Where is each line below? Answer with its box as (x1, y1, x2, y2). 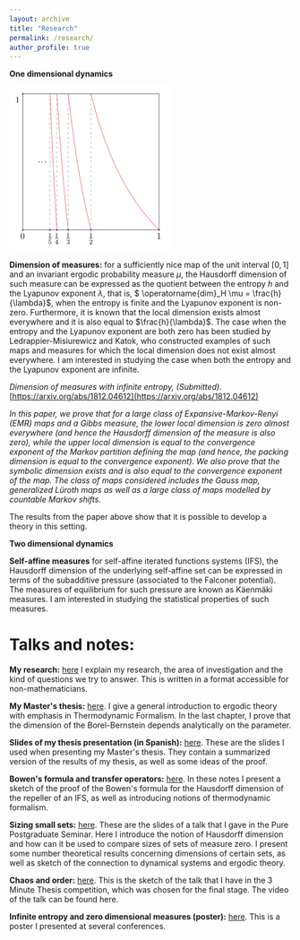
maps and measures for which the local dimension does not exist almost (9, 345, 276, 356)
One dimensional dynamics (9, 68, 114, 80)
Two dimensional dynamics (9, 539, 114, 549)
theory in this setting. (9, 521, 88, 532)
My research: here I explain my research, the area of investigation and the (9, 664, 284, 676)
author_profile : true (9, 43, 90, 52)
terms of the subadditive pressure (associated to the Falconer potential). (9, 574, 277, 586)
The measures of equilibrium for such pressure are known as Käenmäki (9, 584, 273, 595)
